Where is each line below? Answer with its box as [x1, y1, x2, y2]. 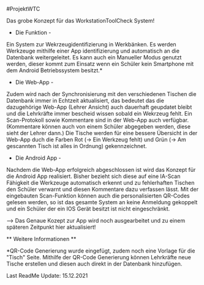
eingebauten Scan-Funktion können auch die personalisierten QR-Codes [6, 192, 190, 199]
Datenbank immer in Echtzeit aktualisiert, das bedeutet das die [6, 97, 164, 104]
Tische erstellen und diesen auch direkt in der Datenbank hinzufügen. [6, 260, 183, 267]
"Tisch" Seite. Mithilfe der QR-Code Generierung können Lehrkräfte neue [6, 254, 191, 261]
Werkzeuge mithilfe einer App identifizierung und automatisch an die [6, 47, 179, 54]
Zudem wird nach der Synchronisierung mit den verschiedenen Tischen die [6, 91, 197, 97]
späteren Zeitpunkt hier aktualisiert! [6, 223, 96, 231]
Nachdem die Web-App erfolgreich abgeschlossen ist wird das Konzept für [6, 166, 196, 173]
